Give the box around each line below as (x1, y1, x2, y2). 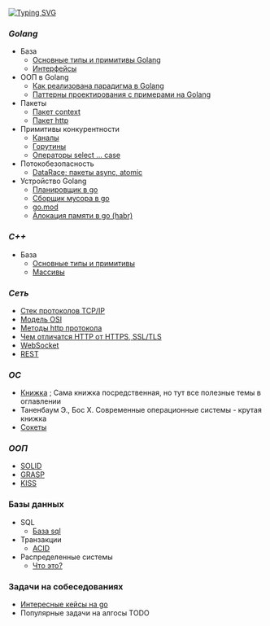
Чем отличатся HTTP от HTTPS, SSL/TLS (20, 331, 162, 341)
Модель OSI (20, 314, 63, 324)
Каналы (32, 133, 59, 142)
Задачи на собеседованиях (8, 580, 124, 592)
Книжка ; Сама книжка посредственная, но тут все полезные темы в (20, 387, 262, 398)
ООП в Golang (20, 72, 69, 82)
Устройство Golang (20, 176, 87, 186)
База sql (32, 526, 61, 536)
